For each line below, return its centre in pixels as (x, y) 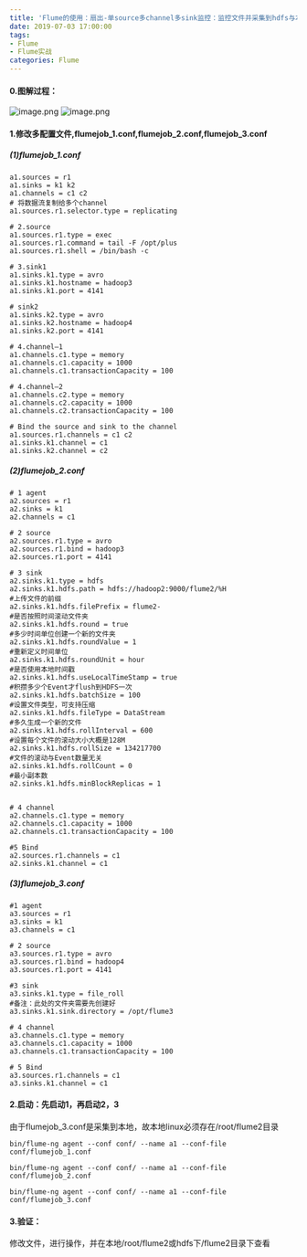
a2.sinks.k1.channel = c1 (58, 863)
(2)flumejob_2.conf (47, 470)
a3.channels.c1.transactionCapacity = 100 (91, 1051)
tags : (20, 35)
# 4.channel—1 (37, 347)
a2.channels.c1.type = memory (67, 815)
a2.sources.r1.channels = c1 (65, 855)
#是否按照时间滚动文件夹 (49, 616)
